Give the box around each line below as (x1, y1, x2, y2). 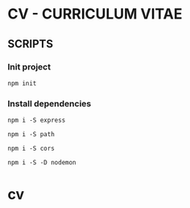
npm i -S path (7, 131, 56, 139)
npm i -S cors (7, 144, 56, 153)
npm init (7, 79, 37, 87)
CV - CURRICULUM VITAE (7, 5, 183, 23)
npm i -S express (7, 116, 66, 125)
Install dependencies (7, 98, 92, 109)
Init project (7, 61, 52, 73)
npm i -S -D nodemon (7, 159, 77, 167)
